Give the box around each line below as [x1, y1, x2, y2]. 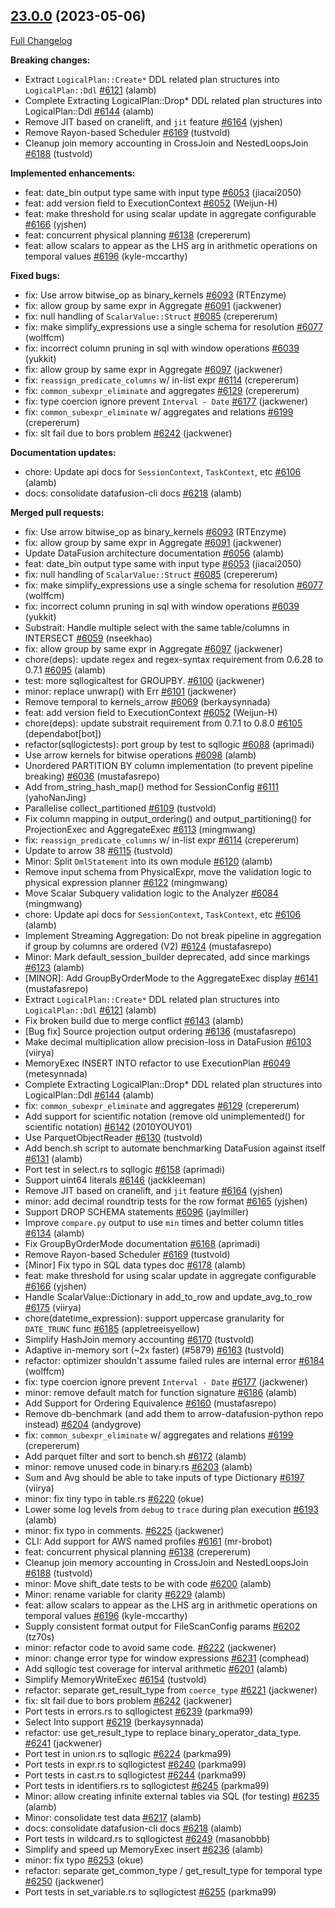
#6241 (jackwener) [24, 1737, 103, 1749]
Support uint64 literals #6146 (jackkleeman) [24, 1174, 207, 1186]
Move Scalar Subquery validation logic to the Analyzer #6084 [24, 887, 279, 899]
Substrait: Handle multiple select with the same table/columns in [24, 621, 290, 633]
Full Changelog [10, 34, 73, 46]
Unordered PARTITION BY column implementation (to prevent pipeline [24, 759, 314, 771]
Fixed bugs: [10, 269, 61, 281]
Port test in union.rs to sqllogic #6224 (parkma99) [24, 1747, 232, 1759]
